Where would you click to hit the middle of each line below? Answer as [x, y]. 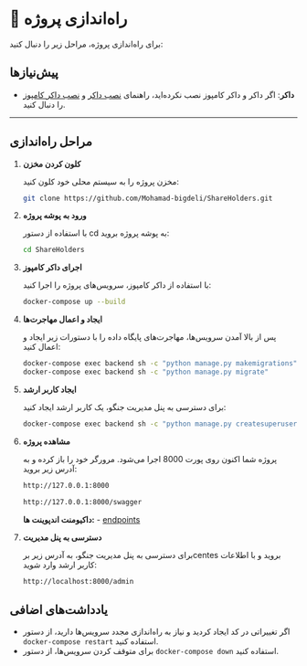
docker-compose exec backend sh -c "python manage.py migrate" [146, 372]
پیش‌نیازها [34, 73]
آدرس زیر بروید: [50, 469]
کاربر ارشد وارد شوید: [60, 565]
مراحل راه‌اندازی [51, 142]
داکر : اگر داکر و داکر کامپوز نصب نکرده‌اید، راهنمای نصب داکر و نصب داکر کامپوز [159, 94]
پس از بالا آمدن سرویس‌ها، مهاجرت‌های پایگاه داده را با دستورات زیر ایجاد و [149, 337]
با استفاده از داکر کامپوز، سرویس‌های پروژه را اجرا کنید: [117, 285]
